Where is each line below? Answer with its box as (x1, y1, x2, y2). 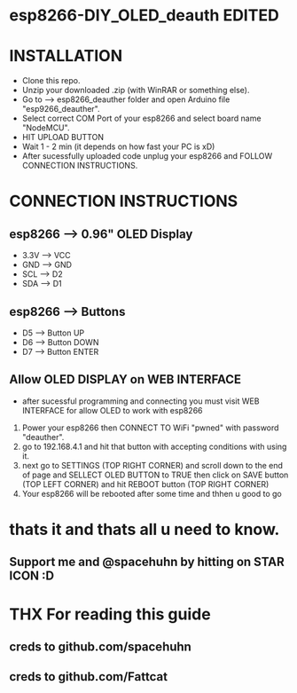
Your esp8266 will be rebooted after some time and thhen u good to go (21, 488, 282, 499)
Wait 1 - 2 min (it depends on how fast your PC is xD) (21, 141, 215, 152)
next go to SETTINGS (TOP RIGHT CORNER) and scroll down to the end (21, 460, 284, 470)
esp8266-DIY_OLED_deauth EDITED (9, 5, 279, 26)
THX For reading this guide (9, 604, 211, 624)
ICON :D (9, 569, 55, 584)
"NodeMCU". (21, 122, 70, 133)
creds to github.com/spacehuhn (9, 639, 192, 654)
